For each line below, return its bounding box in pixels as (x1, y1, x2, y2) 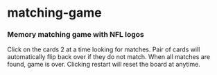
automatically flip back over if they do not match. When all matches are (7, 53, 210, 61)
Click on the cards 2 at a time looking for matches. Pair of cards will (7, 45, 200, 53)
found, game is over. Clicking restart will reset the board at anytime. (7, 60, 201, 69)
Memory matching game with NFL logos (7, 30, 144, 40)
